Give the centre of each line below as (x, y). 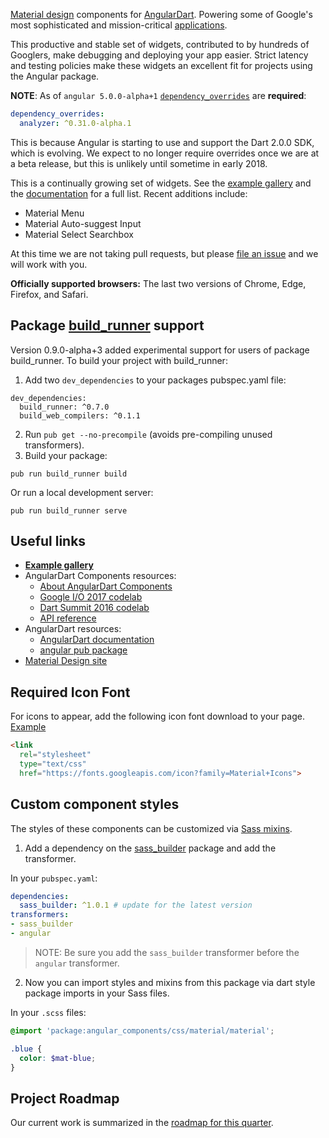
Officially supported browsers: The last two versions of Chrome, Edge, (158, 283)
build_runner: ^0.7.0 (64, 407)
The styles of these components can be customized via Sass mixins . (151, 828)
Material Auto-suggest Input (83, 223)
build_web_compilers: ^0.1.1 (80, 415)
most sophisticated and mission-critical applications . (119, 25)
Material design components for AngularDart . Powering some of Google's (161, 14)
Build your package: (66, 455)
